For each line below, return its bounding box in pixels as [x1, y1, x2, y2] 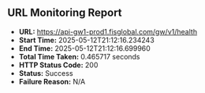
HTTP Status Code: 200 [18, 60, 99, 70]
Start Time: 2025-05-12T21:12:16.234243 [18, 35, 155, 45]
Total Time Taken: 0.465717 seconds [18, 52, 140, 61]
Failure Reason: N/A [18, 77, 86, 86]
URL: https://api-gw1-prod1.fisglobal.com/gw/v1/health [18, 27, 198, 36]
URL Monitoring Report [7, 6, 123, 20]
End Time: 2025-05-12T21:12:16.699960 [18, 43, 151, 53]
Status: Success [18, 68, 73, 77]
